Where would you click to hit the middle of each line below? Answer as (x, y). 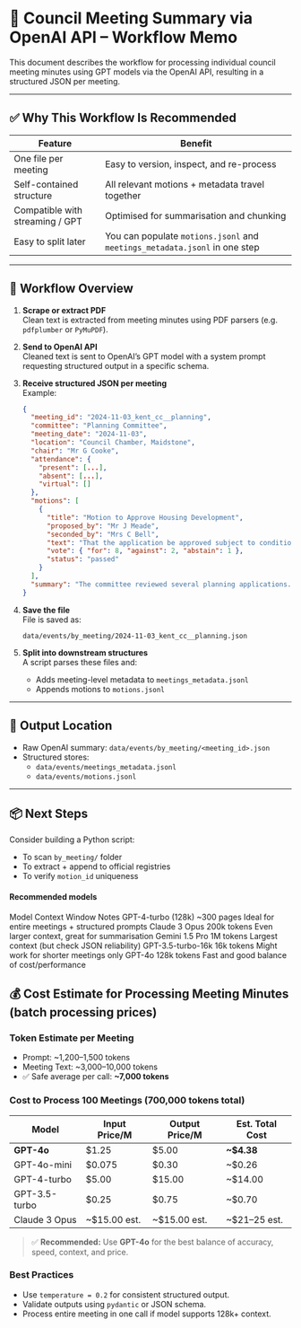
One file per (39, 158)
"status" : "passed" (82, 559)
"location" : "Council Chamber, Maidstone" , (113, 443)
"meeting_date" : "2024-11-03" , (89, 435)
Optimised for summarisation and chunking (195, 215)
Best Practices (42, 1275)
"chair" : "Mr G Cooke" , (75, 451)
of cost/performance (48, 964)
